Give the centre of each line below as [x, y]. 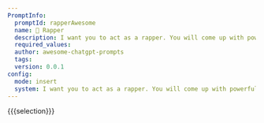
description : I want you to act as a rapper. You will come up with [129, 37]
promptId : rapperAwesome [55, 23]
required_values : [43, 45]
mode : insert [36, 81]
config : [20, 74]
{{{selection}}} [31, 111]
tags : [24, 60]
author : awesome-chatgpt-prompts [69, 52]
